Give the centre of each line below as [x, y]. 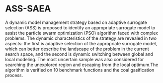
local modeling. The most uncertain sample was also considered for [75, 59]
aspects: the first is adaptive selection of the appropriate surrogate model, [81, 43]
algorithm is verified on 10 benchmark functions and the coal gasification [80, 70]
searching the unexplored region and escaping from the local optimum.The [82, 65]
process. [14, 75]
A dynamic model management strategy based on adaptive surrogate [76, 22]
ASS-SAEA [28, 9]
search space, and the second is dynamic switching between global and [79, 54]
